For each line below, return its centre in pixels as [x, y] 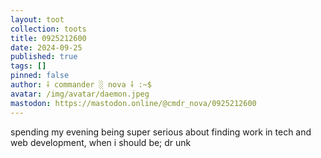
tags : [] [28, 66]
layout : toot [37, 19]
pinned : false [40, 76]
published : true [44, 57]
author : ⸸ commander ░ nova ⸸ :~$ [81, 85]
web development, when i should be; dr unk [101, 142]
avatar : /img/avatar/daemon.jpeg [80, 94]
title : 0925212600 [48, 38]
